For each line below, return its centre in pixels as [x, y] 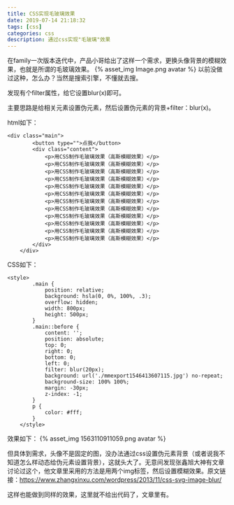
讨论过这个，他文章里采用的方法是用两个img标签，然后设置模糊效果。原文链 [117, 471]
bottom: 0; [60, 357]
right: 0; [59, 351]
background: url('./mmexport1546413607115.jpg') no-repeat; [134, 376]
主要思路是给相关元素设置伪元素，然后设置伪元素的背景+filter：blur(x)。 [111, 108]
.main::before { [56, 327]
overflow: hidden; [71, 303]
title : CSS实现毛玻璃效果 [41, 14]
